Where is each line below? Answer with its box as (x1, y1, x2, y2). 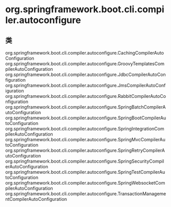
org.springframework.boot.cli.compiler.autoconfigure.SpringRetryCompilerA (5, 147, 165, 153)
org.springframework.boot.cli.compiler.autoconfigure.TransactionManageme (5, 191, 166, 197)
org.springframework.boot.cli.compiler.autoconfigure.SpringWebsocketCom (5, 180, 165, 186)
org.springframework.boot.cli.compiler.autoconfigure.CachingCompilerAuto (5, 50, 164, 56)
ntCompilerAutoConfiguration (5, 196, 67, 202)
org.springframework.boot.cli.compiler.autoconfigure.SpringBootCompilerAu (5, 115, 166, 121)
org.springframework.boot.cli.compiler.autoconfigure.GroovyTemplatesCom (5, 61, 165, 67)
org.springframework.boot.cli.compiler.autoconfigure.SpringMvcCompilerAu (5, 137, 166, 142)
